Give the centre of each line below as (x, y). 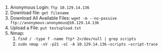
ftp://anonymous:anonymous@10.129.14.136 (54, 23)
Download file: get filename (40, 13)
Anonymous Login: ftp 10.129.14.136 (50, 7)
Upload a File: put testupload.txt (45, 28)
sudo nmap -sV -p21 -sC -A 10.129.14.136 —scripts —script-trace (88, 44)
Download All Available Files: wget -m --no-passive (63, 18)
